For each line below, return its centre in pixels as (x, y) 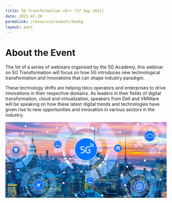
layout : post (19, 27)
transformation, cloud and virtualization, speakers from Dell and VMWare (82, 99)
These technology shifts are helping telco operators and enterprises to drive (86, 88)
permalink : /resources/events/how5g (44, 21)
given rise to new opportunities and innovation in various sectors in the (80, 109)
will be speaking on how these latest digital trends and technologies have (82, 104)
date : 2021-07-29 (24, 16)
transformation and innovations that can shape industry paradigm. (75, 78)
